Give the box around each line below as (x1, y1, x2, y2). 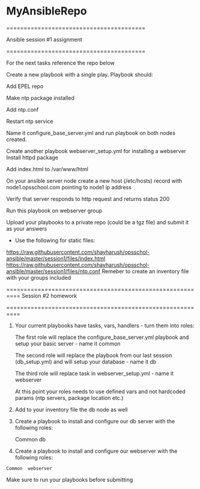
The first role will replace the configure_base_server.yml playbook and (14, 333, 189, 341)
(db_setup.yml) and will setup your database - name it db (14, 358, 157, 365)
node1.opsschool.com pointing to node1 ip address (6, 183, 132, 191)
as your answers (6, 225, 47, 232)
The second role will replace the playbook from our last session (14, 352, 172, 359)
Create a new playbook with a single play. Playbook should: (6, 71, 153, 78)
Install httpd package (6, 154, 59, 161)
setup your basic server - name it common (14, 339, 121, 347)
